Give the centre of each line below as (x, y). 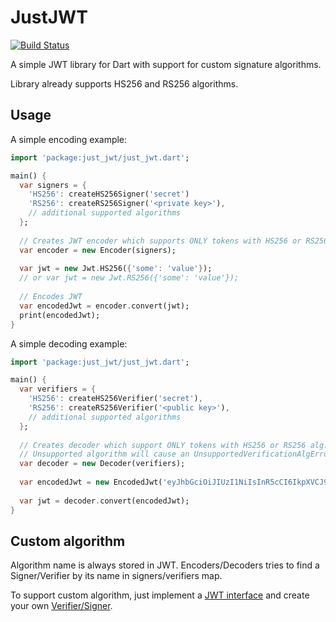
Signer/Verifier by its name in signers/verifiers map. (116, 576)
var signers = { (53, 185)
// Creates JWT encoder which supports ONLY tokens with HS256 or (160, 241)
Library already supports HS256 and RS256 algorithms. (124, 83)
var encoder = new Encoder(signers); (98, 250)
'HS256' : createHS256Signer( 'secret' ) (109, 194)
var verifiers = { (58, 389)
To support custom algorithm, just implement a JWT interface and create (160, 595)
